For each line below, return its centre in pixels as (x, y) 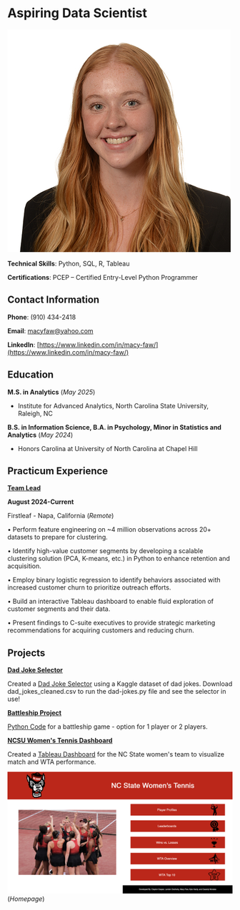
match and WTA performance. (52, 762)
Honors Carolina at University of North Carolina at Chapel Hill (107, 448)
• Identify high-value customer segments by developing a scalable (105, 551)
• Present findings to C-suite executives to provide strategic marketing (111, 623)
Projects (26, 653)
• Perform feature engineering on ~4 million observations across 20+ (110, 530)
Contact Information (54, 300)
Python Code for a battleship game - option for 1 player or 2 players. (108, 727)
